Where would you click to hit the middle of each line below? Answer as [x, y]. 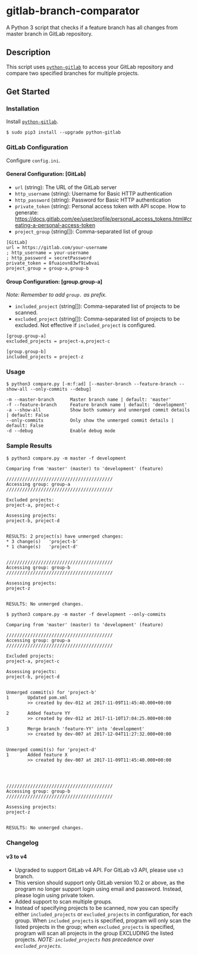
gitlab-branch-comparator [73, 11]
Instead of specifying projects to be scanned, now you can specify [96, 907]
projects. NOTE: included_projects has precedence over [84, 939]
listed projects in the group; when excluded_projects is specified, [95, 926]
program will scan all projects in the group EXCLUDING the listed [94, 933]
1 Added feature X [37, 755]
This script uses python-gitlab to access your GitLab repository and [90, 67]
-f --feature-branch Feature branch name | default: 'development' [97, 405]
